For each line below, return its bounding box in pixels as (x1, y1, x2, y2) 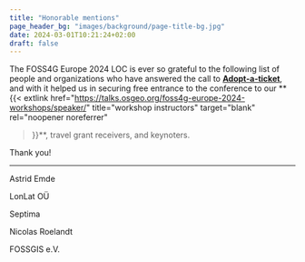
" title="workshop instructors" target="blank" (85, 102, 256, 114)
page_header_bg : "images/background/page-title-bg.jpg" (9, 22, 225, 31)
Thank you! (9, 147, 52, 158)
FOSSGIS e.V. (9, 244, 61, 255)
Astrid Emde (9, 174, 56, 185)
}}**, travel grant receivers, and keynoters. (31, 129, 191, 141)
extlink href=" (24, 93, 75, 104)
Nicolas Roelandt (9, 227, 74, 237)
